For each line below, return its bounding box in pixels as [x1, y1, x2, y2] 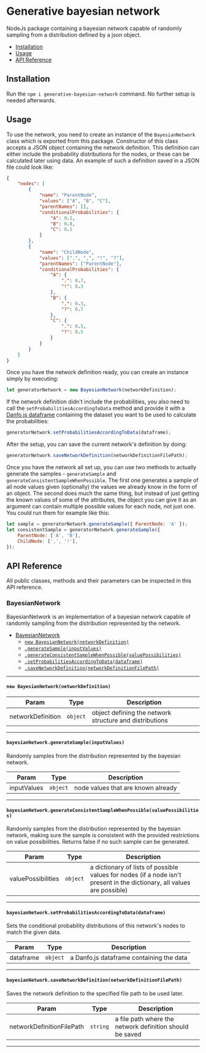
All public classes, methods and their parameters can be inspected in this [6, 577, 192, 584]
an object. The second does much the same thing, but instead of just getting [6, 489, 199, 497]
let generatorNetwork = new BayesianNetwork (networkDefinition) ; [6, 387, 177, 393]
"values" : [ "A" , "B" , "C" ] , [39, 198, 112, 204]
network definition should [115, 1022, 189, 1031]
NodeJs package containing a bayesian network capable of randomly [6, 25, 182, 32]
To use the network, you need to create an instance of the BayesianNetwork [6, 131, 196, 138]
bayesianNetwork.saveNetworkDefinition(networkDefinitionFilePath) [6, 977, 183, 983]
